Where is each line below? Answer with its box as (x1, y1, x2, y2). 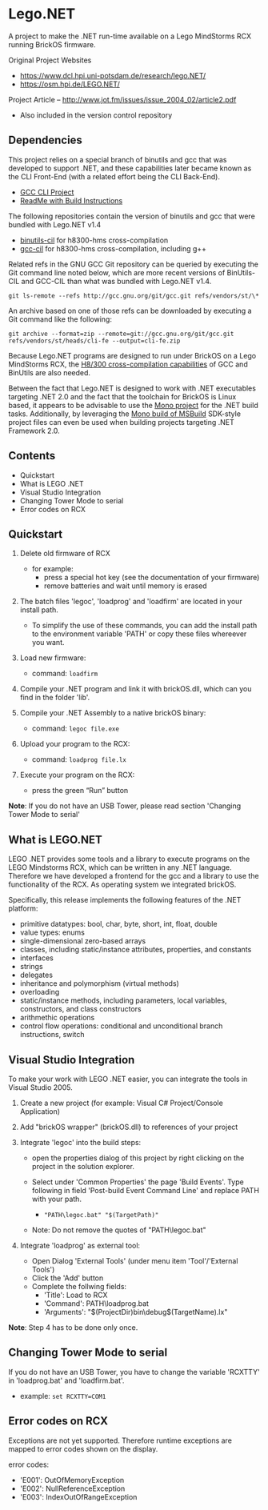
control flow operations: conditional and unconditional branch (19, 1021, 223, 1031)
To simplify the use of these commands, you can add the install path (31, 621, 258, 631)
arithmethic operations (19, 1013, 95, 1023)
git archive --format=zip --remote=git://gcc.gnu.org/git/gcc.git (8, 330, 234, 338)
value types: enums (19, 927, 86, 937)
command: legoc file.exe (31, 723, 120, 733)
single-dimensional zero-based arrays (19, 936, 146, 946)
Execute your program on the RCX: (19, 770, 135, 780)
